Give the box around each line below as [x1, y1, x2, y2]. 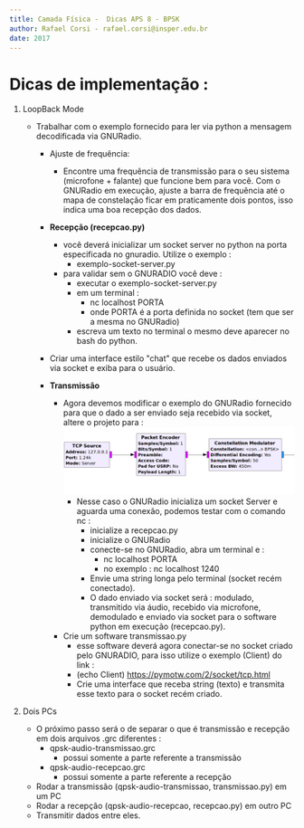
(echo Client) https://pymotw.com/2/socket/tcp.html [76, 670, 271, 680]
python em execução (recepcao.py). [90, 621, 226, 633]
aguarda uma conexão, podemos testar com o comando [76, 506, 286, 517]
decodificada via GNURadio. [35, 131, 142, 142]
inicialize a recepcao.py [90, 525, 178, 536]
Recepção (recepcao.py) [49, 222, 146, 233]
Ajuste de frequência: [49, 148, 130, 159]
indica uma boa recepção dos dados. [62, 205, 202, 215]
